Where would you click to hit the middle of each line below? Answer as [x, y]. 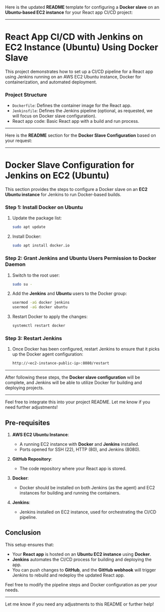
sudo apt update [29, 227]
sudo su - [22, 284]
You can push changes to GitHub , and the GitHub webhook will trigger [84, 570]
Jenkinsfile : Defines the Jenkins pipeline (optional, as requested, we [82, 111]
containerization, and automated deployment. [51, 82]
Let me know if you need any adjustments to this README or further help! [80, 604]
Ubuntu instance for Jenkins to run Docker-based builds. [63, 195]
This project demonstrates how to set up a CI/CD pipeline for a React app [79, 72]
